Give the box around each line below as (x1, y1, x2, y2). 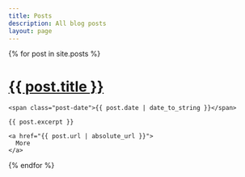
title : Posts (8, 11, 53, 20)
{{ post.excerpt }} (8, 118, 74, 126)
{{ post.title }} (8, 78, 104, 95)
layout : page (8, 27, 53, 35)
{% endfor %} (8, 161, 55, 171)
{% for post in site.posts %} (8, 49, 101, 59)
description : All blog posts (8, 19, 107, 27)
